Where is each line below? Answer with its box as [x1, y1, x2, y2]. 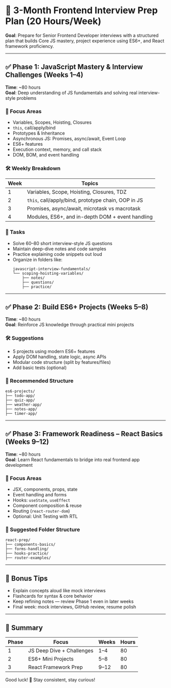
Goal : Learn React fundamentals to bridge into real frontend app [5, 456, 140, 463]
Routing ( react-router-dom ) [12, 508, 70, 514]
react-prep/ [5, 538, 31, 543]
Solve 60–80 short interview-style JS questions [12, 240, 113, 246]
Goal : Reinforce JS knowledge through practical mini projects [5, 322, 134, 328]
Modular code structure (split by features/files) [12, 359, 111, 365]
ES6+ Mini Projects [28, 655, 74, 663]
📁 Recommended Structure [5, 377, 74, 384]
